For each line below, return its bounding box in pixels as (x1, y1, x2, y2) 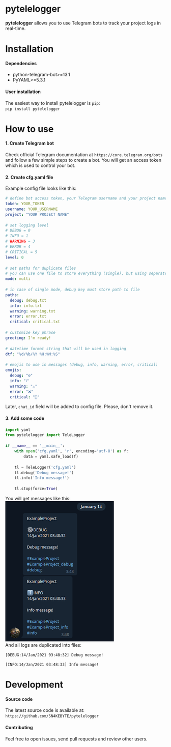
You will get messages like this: (5, 496, 71, 502)
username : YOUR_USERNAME (5, 207, 58, 212)
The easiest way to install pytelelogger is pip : (5, 100, 100, 106)
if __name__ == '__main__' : (5, 443, 65, 448)
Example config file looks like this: (5, 185, 77, 191)
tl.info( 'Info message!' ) (14, 475, 70, 481)
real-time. (5, 25, 26, 31)
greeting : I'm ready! (5, 335, 51, 340)
